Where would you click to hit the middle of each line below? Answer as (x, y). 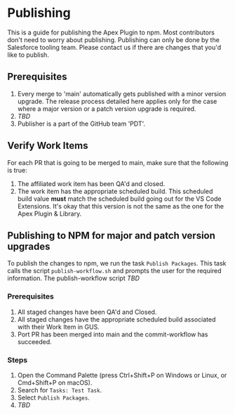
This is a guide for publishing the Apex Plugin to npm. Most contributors (111, 32)
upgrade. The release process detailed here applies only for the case (117, 101)
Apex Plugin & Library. (49, 213)
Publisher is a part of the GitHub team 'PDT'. (81, 124)
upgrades (29, 246)
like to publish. (28, 55)
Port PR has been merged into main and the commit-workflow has (113, 334)
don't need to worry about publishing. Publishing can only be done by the (113, 39)
